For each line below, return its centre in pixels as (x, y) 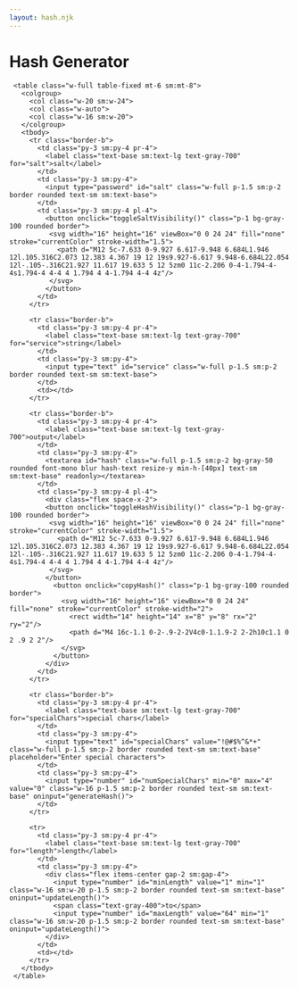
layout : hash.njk (41, 17)
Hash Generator (69, 61)
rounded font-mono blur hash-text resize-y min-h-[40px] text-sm (133, 468)
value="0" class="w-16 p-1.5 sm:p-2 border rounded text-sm (124, 788)
